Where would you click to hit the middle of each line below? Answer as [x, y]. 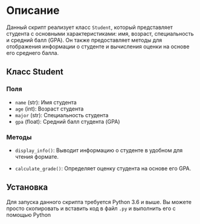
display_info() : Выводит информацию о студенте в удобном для [99, 150]
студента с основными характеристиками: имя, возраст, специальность [100, 33]
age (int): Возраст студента [49, 109]
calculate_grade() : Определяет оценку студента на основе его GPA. [103, 168]
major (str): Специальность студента [62, 115]
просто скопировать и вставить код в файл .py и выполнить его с [91, 208]
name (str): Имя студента [46, 102]
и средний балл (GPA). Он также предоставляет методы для [84, 40]
